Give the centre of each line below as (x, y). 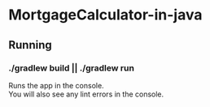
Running (31, 45)
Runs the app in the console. (56, 85)
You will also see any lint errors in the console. (86, 94)
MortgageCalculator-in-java (105, 15)
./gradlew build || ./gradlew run (71, 68)
